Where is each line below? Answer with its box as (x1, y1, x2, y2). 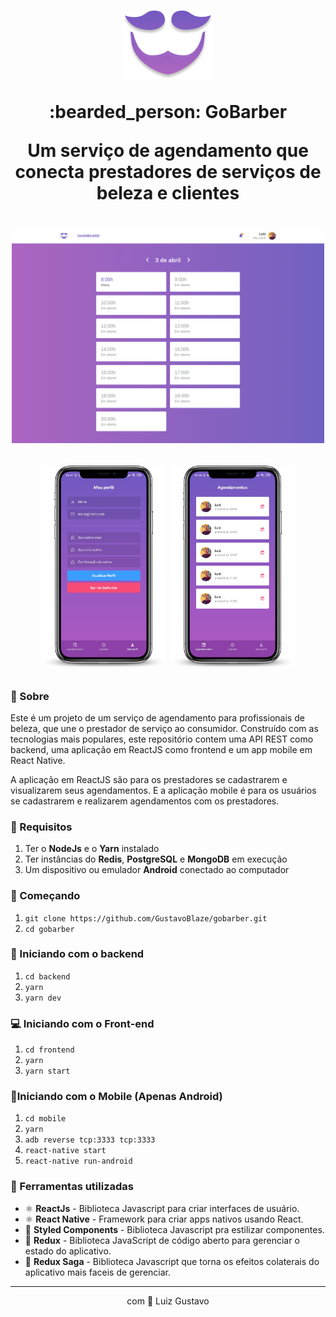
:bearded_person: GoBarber (48, 101, 288, 124)
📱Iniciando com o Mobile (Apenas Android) (10, 1090, 223, 1104)
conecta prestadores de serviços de (14, 161, 322, 184)
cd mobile (24, 1114, 67, 1124)
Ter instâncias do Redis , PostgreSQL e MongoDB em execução (24, 853, 288, 865)
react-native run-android (24, 1156, 133, 1167)
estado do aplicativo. (24, 1245, 112, 1257)
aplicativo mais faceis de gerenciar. (24, 1266, 172, 1278)
